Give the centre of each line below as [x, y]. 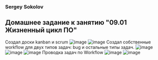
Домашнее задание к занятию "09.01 [66, 23]
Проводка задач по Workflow [73, 52]
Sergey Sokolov [24, 7]
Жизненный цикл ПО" [41, 30]
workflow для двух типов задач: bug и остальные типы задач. [70, 47]
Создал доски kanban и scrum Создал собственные [78, 42]
